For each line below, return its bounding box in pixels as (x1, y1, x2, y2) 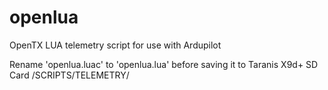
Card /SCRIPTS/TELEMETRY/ (9, 69, 130, 81)
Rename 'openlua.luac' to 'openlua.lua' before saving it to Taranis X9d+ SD (9, 58, 319, 70)
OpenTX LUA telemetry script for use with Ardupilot (9, 39, 222, 51)
